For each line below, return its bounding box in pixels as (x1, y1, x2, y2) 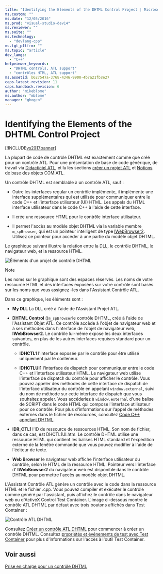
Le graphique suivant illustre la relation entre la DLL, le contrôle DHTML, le (5, 243, 154, 249)
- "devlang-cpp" (9, 39, 42, 44)
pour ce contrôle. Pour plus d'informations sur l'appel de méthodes (19, 407, 154, 412)
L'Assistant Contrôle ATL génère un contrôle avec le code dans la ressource (5, 481, 156, 487)
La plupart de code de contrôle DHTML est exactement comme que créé (5, 154, 150, 161)
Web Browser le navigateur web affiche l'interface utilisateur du (12, 456, 140, 463)
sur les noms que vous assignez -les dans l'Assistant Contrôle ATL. (5, 287, 139, 293)
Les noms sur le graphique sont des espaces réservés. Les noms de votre (5, 277, 153, 282)
